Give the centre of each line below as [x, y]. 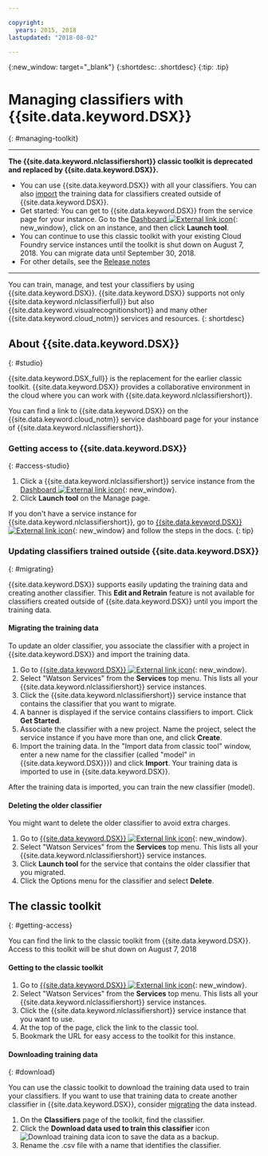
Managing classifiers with [96, 99]
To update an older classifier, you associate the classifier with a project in [129, 645]
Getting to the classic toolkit [56, 968]
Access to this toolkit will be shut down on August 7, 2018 [102, 949]
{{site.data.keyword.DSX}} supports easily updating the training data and [128, 584]
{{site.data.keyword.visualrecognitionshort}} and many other [108, 310]
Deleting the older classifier [55, 805]
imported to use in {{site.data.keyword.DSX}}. [95, 771]
